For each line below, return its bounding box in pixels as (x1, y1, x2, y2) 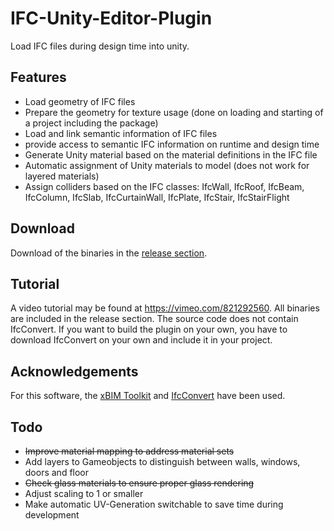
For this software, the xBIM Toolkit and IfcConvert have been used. (10, 390, 286, 402)
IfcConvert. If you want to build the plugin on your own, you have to (10, 323, 288, 336)
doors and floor (24, 467, 90, 478)
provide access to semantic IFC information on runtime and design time (24, 138, 320, 150)
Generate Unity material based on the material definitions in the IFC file (24, 148, 318, 161)
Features (10, 69, 67, 86)
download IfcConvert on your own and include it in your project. (10, 334, 273, 346)
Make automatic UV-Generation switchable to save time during (24, 498, 284, 510)
